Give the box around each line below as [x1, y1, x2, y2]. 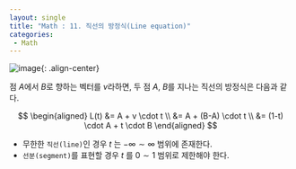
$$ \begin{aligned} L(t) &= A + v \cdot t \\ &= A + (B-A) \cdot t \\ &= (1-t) [17, 111, 284, 121]
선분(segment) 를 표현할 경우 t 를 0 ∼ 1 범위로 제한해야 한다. [22, 150, 230, 161]
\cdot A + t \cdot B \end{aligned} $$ [83, 120, 218, 131]
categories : [9, 30, 54, 39]
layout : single [9, 13, 66, 22]
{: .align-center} [40, 63, 100, 74]
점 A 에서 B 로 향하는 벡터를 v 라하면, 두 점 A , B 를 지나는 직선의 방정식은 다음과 [9, 82, 278, 93]
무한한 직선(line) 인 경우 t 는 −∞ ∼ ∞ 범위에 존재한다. [22, 138, 213, 149]
